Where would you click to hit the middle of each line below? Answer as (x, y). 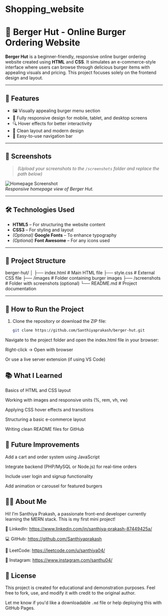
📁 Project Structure (35, 260)
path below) (30, 174)
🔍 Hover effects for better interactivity (52, 123)
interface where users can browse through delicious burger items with (77, 67)
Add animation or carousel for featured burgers (54, 486)
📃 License (21, 576)
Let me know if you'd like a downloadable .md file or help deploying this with (83, 603)
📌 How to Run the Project (44, 309)
